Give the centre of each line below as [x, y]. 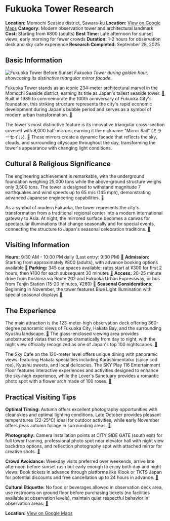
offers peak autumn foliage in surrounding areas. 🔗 [58, 425]
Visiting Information [37, 245]
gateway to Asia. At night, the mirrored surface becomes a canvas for [78, 218]
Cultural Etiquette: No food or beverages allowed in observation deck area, [84, 487]
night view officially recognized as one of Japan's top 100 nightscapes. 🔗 [81, 345]
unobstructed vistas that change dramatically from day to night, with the [80, 339]
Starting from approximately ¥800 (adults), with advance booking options [82, 263]
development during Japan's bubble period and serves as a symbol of [78, 109]
